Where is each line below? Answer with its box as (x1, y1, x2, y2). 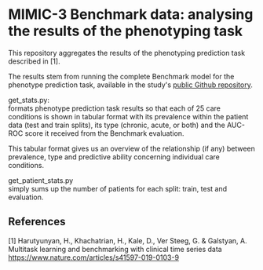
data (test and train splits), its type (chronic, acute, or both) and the (8, 120, 225, 130)
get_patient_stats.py (8, 175, 74, 185)
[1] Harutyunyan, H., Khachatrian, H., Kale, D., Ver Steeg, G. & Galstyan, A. (8, 235, 247, 245)
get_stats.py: (8, 95, 49, 104)
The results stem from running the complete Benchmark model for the (8, 71, 235, 81)
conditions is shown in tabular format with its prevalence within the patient (8, 111, 249, 121)
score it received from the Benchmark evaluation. (24, 128, 184, 138)
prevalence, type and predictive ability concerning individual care (8, 151, 220, 162)
